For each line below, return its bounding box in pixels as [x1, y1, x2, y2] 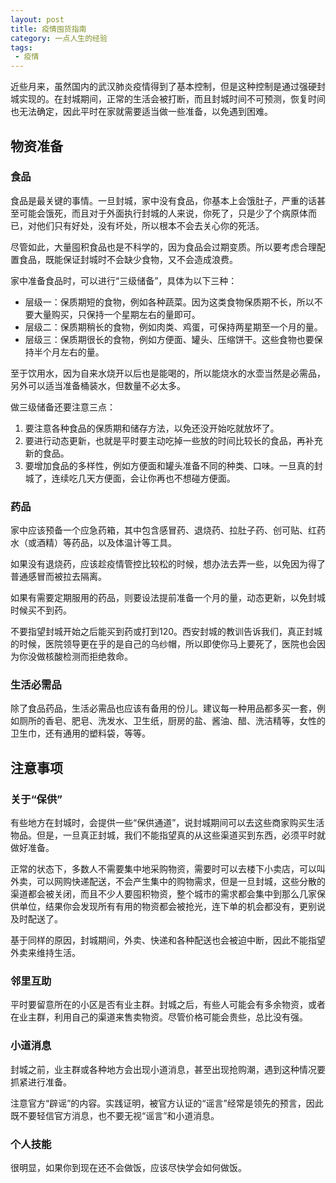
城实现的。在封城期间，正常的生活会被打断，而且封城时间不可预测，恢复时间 [10, 93, 326, 105]
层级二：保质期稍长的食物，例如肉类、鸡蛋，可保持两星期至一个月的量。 [24, 321, 323, 333]
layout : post [10, 14, 65, 25]
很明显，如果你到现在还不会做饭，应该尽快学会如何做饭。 [10, 1161, 247, 1173]
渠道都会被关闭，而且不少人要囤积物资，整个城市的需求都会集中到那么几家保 [10, 888, 326, 900]
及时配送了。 [10, 913, 63, 925]
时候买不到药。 [10, 604, 72, 616]
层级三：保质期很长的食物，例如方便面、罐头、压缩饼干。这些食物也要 [24, 333, 315, 345]
